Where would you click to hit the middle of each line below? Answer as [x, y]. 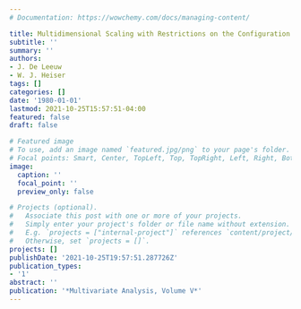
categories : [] [38, 92]
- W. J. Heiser [38, 76]
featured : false [39, 117]
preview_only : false [56, 192]
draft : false [34, 125]
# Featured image [42, 142]
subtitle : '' [34, 42]
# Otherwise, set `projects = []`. [80, 241]
